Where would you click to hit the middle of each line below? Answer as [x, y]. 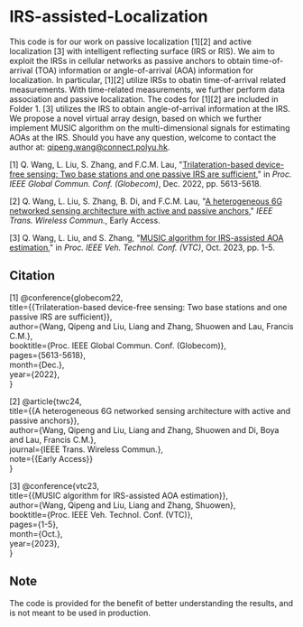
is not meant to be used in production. [80, 613]
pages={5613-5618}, [48, 355]
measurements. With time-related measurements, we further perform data [147, 89]
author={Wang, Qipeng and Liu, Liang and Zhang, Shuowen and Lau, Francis [151, 326]
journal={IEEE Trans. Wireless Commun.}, [87, 449]
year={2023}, [35, 543]
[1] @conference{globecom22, [66, 297]
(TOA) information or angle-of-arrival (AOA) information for [144, 70]
